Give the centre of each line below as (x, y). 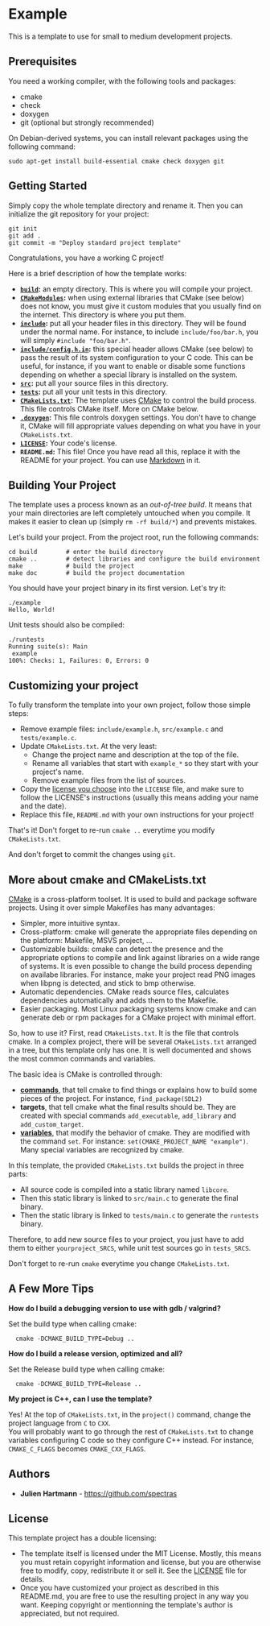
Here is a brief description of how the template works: (98, 273)
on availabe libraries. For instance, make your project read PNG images (137, 974)
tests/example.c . (48, 738)
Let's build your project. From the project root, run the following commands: (134, 537)
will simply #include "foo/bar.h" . (75, 340)
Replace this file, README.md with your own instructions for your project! (137, 815)
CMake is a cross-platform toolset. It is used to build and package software (133, 899)
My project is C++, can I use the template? (80, 1399)
